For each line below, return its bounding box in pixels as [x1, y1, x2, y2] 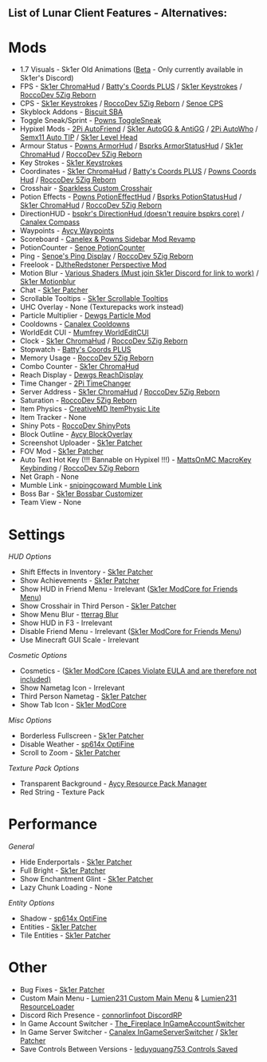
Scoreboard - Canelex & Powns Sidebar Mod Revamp [19, 235, 196, 244]
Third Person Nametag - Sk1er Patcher [19, 691, 147, 701]
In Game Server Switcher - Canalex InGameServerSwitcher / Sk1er [19, 1028, 238, 1037]
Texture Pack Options [8, 763, 80, 773]
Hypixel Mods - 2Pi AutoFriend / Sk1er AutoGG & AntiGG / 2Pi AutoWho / [19, 124, 258, 134]
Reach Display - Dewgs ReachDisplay [19, 371, 143, 380]
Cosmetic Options [8, 651, 68, 660]
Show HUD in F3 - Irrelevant [19, 618, 113, 628]
